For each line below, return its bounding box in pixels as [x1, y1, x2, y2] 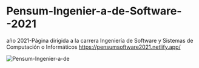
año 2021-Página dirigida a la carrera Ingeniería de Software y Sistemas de [6, 37, 194, 44]
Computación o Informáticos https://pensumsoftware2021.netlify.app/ [6, 43, 181, 51]
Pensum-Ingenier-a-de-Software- [6, 4, 182, 18]
